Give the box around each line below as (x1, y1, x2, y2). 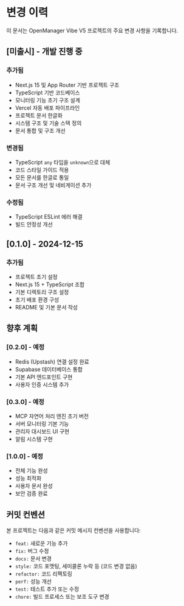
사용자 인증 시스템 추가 (15, 381, 69, 388)
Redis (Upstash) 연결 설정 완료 (15, 358, 89, 365)
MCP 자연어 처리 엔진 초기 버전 (15, 412, 89, 420)
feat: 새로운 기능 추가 (15, 540, 68, 547)
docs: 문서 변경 (15, 555, 52, 562)
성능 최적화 (15, 474, 42, 482)
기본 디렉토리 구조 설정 (15, 288, 69, 295)
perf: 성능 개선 (15, 578, 52, 585)
